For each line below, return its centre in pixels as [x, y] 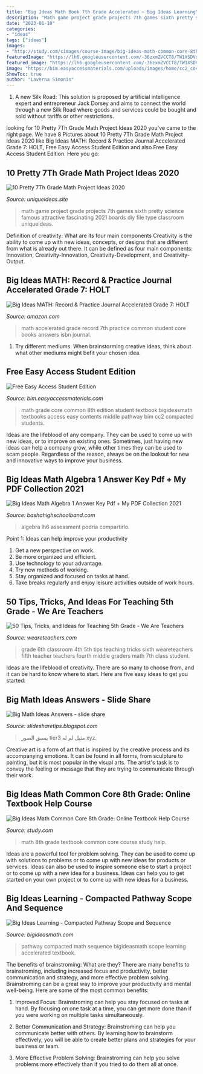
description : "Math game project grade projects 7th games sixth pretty [100, 18]
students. [33, 423]
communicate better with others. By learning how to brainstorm [94, 1033]
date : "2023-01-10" [31, 23]
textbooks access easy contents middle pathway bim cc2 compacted [108, 416]
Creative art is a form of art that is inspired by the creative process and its [98, 749]
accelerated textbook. [48, 953]
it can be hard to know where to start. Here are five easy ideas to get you [97, 674]
